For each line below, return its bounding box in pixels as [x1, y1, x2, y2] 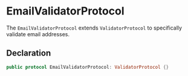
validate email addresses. [6, 30, 70, 37]
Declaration [6, 48, 51, 59]
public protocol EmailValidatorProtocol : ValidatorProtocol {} [6, 64, 169, 70]
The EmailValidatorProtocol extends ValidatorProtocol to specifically [6, 24, 183, 31]
